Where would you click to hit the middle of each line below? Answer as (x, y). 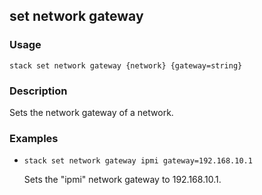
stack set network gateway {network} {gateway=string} (126, 65)
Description (38, 91)
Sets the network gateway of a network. (91, 112)
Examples (34, 138)
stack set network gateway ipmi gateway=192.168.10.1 (138, 161)
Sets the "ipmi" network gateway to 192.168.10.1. (122, 180)
